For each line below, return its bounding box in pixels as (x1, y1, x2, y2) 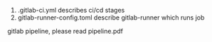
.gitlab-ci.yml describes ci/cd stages (17, 6, 125, 14)
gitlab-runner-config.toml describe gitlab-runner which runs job (17, 13, 205, 22)
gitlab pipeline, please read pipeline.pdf (7, 27, 123, 35)
